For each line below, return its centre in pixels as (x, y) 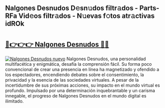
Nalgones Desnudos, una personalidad (106, 59)
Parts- (149, 8)
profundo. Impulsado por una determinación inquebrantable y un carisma (80, 91)
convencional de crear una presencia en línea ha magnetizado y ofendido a (82, 69)
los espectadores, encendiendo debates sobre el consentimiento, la (75, 75)
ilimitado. (14, 101)
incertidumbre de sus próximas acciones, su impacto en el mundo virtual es (82, 85)
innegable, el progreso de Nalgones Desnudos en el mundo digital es (76, 96)
